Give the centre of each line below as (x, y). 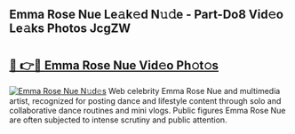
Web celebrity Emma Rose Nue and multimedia (194, 91)
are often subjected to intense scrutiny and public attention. (119, 120)
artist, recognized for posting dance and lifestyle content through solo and (145, 101)
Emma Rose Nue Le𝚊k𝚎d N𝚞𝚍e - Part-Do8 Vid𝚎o (147, 15)
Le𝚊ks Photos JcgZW (70, 29)
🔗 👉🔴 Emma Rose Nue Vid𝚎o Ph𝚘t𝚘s (114, 65)
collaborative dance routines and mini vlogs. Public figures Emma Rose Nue (147, 110)
